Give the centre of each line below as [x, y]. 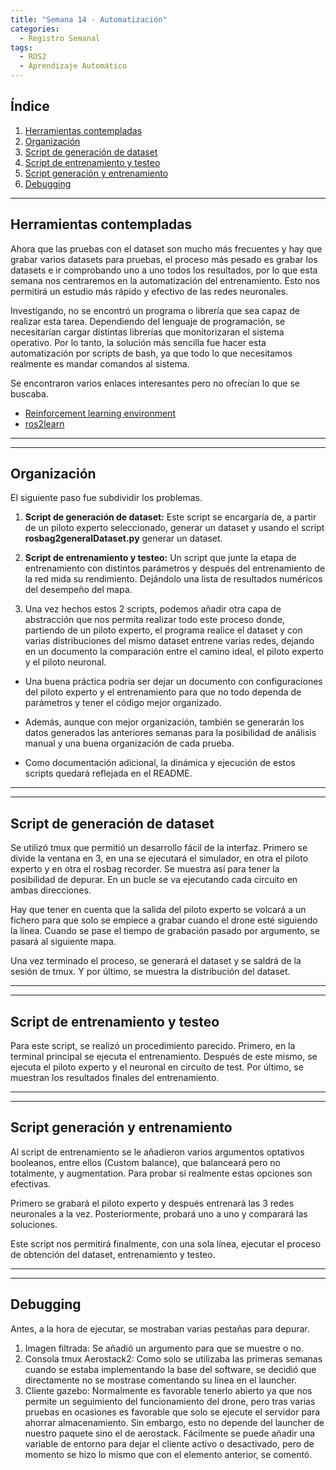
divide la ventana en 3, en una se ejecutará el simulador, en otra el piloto [159, 858]
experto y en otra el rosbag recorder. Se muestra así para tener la [145, 869]
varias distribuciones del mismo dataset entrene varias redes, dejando [169, 641]
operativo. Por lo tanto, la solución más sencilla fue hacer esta [138, 342]
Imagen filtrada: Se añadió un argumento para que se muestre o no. [164, 1348]
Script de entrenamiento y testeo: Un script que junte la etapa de [160, 558]
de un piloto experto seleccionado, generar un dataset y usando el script [174, 528]
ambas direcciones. [51, 890]
